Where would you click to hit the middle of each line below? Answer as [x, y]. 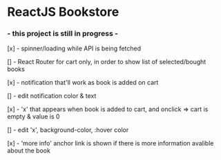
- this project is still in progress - [63, 34]
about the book [29, 151]
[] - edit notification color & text [52, 96]
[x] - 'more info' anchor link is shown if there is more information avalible [110, 143]
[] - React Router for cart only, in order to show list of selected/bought [107, 62]
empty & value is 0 [33, 117]
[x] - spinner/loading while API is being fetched [74, 48]
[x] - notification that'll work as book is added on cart [83, 83]
